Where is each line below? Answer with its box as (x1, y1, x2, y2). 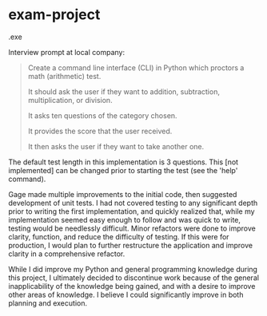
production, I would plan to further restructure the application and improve (8, 240, 253, 250)
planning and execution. (8, 298, 88, 308)
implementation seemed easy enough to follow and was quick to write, (8, 215, 241, 224)
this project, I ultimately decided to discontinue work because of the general (8, 273, 260, 282)
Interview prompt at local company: (8, 47, 126, 57)
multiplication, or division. (27, 95, 114, 105)
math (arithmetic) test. (27, 71, 102, 81)
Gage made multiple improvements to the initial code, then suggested (8, 189, 237, 199)
